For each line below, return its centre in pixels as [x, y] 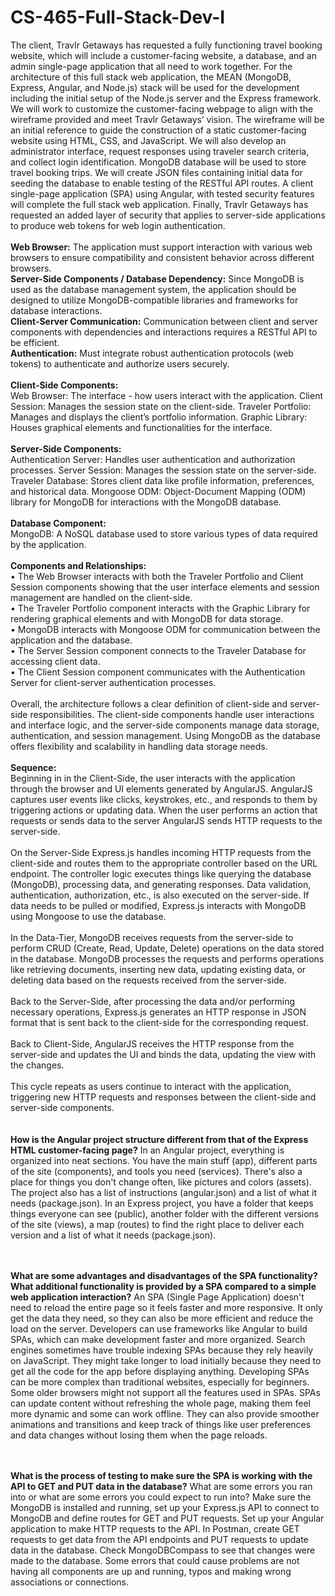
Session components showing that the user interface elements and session [165, 587]
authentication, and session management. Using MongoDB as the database [165, 735]
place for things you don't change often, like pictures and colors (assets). [161, 1182]
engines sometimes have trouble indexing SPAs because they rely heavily [162, 1350]
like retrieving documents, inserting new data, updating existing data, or [158, 969]
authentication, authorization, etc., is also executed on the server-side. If [160, 895]
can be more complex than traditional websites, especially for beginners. [160, 1382]
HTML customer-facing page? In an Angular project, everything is [147, 1150]
